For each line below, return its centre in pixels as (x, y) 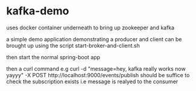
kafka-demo (38, 11)
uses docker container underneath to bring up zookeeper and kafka (90, 28)
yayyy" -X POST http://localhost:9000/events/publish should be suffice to (98, 75)
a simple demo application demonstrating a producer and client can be (94, 39)
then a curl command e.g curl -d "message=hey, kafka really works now (96, 69)
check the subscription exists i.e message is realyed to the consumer (92, 81)
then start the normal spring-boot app (53, 57)
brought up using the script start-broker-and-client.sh (73, 45)
